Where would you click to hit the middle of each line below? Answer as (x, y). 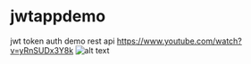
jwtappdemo (58, 16)
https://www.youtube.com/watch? (179, 41)
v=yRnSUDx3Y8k (42, 50)
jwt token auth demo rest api (63, 41)
